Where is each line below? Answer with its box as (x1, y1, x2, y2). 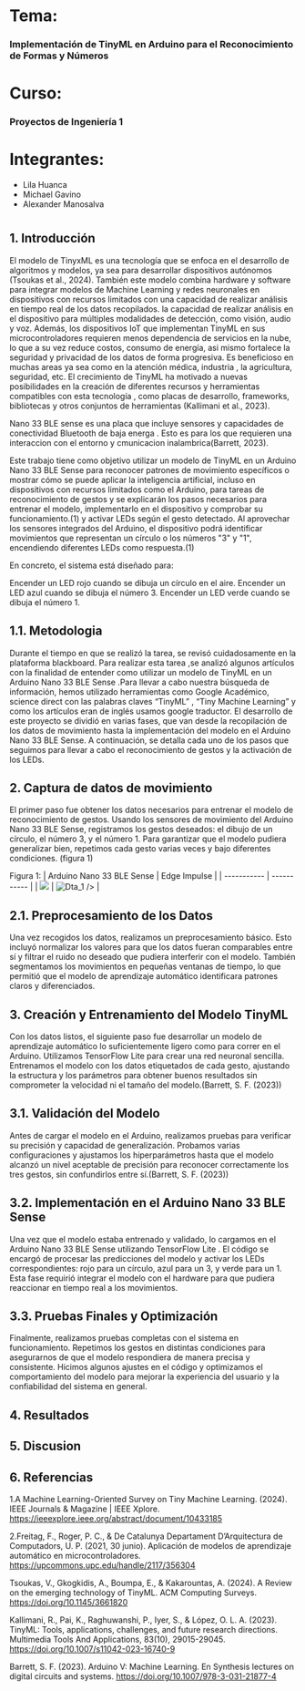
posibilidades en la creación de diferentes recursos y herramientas (9, 380, 260, 392)
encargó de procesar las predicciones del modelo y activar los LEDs (9, 1253, 266, 1263)
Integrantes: (9, 150, 105, 170)
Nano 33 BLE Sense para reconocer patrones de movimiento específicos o (9, 464, 290, 475)
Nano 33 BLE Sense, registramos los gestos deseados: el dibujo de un (9, 824, 273, 835)
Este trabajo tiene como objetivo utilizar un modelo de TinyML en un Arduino (9, 455, 297, 466)
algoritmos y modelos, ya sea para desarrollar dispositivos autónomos (9, 264, 273, 275)
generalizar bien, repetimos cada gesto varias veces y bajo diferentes (9, 843, 271, 854)
